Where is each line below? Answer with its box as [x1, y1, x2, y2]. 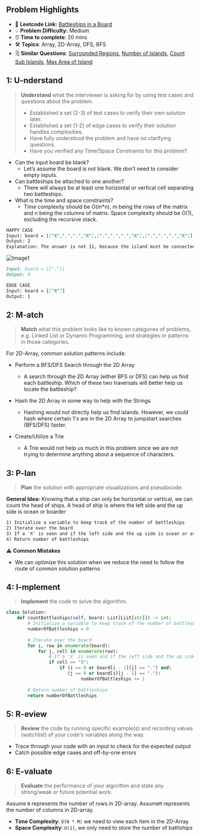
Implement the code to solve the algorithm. [20, 598, 128, 605]
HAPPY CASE [6, 227, 33, 233]
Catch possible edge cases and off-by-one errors [14, 749, 137, 756]
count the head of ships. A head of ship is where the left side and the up [6, 502, 183, 509]
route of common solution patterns [14, 565, 101, 572]
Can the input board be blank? [14, 158, 89, 166]
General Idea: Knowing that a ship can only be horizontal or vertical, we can [6, 496, 193, 503]
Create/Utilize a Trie [14, 433, 64, 440]
